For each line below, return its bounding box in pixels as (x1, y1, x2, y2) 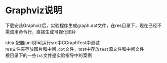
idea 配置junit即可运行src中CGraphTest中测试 (5, 39, 100, 46)
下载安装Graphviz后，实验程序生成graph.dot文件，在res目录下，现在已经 (5, 22, 157, 28)
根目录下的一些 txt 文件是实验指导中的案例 (5, 52, 92, 58)
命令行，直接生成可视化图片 (18, 28, 76, 35)
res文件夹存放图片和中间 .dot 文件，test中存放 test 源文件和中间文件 (5, 46, 144, 52)
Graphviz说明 (5, 5, 62, 16)
